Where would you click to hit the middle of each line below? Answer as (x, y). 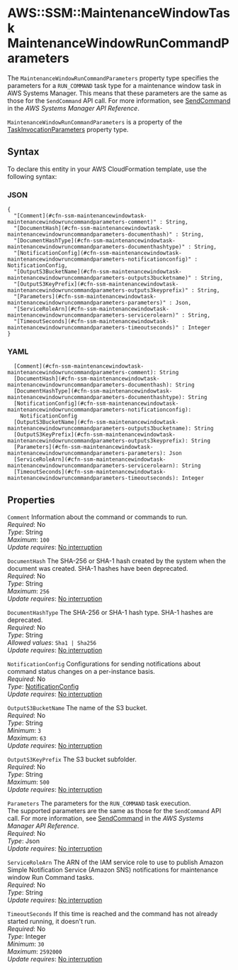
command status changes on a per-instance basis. (81, 672)
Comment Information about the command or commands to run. (97, 517)
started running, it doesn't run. (52, 922)
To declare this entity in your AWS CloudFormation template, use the (107, 169)
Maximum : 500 (28, 782)
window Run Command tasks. (51, 878)
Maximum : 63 (27, 738)
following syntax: (32, 176)
